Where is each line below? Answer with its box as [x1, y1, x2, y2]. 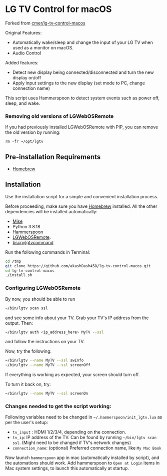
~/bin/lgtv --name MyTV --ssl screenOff [5, 363, 91, 368]
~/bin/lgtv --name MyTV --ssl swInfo [5, 358, 84, 363]
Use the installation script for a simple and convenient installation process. [5, 193, 158, 199]
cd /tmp [5, 259, 21, 264]
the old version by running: [5, 129, 61, 135]
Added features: [5, 59, 38, 65]
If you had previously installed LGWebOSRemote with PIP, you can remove [5, 124, 158, 130]
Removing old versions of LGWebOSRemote [5, 112, 114, 119]
